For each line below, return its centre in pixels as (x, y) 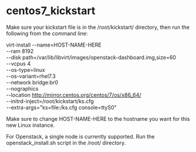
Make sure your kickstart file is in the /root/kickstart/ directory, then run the (98, 27)
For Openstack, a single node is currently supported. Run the (81, 136)
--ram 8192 (20, 51)
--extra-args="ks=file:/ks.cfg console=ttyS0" (62, 107)
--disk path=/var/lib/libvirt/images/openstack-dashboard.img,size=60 (91, 57)
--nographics (22, 88)
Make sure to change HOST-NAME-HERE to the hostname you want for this (98, 118)
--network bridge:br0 (32, 82)
